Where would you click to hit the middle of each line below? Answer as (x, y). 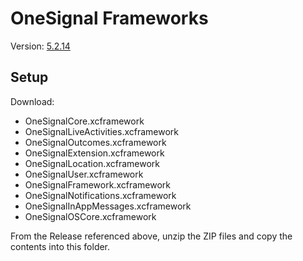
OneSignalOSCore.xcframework (90, 216)
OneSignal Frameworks (109, 18)
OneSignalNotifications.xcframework (100, 195)
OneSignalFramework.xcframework (97, 184)
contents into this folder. (60, 246)
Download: (32, 101)
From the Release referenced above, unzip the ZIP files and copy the (151, 236)
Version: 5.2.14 (40, 46)
